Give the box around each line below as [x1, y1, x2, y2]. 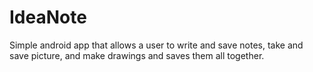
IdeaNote [9, 6, 87, 29]
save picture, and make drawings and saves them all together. [9, 49, 265, 61]
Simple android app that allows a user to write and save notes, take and [9, 39, 304, 51]
